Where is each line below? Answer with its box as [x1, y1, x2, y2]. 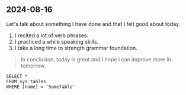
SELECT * [6, 73, 28, 79]
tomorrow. [20, 62, 46, 69]
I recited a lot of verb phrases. [14, 32, 89, 39]
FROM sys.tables [6, 78, 46, 84]
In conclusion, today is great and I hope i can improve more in [20, 55, 172, 63]
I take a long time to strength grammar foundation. [14, 44, 137, 51]
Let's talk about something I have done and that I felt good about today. [6, 20, 181, 27]
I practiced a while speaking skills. [14, 38, 99, 45]
